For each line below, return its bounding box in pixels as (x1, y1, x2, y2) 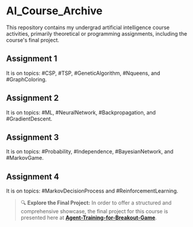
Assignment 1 (6, 53, 57, 64)
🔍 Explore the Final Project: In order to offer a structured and (20, 199, 172, 206)
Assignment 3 (6, 132, 59, 142)
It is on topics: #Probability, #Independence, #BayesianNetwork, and (6, 148, 173, 155)
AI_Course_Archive (6, 4, 102, 18)
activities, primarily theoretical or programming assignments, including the (6, 30, 188, 37)
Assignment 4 (6, 171, 59, 182)
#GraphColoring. (6, 75, 47, 83)
